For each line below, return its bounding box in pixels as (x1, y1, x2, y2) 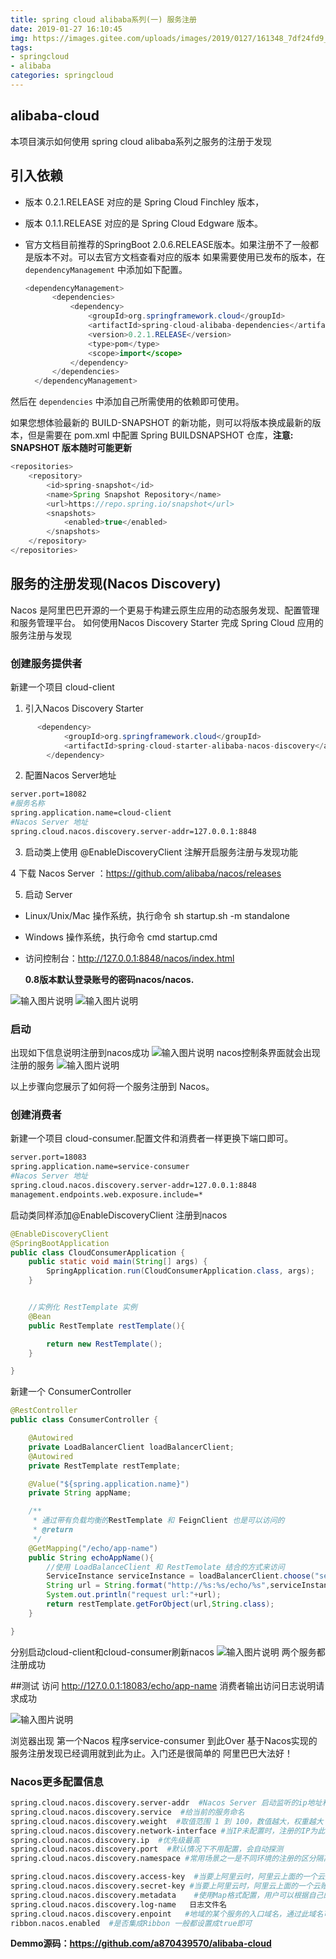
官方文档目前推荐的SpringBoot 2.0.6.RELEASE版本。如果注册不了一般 (24, 238, 310, 250)
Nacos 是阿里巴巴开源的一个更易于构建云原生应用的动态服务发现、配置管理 (10, 604, 320, 616)
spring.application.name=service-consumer (10, 1162, 190, 1172)
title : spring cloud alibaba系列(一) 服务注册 (10, 14, 198, 25)
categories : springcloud (10, 71, 114, 81)
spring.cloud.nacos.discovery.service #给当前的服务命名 (10, 1807, 245, 1817)
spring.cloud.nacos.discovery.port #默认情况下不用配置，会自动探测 (10, 1844, 284, 1855)
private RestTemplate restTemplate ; (28, 1461, 182, 1471)
